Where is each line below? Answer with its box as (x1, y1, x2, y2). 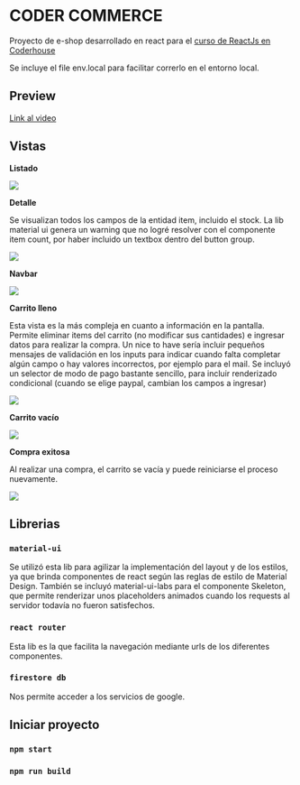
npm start (9, 744, 52, 754)
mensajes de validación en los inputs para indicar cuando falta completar (9, 348, 281, 359)
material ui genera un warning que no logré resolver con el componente (9, 224, 276, 235)
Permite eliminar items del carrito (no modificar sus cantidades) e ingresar (9, 329, 286, 340)
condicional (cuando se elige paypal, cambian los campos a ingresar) (9, 377, 268, 388)
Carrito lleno (9, 302, 57, 313)
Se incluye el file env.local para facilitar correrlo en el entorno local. (9, 62, 259, 73)
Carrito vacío (9, 411, 59, 422)
